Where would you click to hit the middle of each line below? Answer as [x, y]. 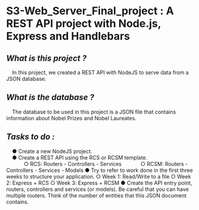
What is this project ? [46, 58]
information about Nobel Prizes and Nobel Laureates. [71, 118]
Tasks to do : [30, 137]
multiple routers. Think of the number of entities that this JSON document [96, 195]
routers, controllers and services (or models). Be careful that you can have [97, 189]
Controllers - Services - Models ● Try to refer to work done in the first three [99, 170]
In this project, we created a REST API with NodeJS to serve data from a [100, 72]
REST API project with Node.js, [84, 23]
